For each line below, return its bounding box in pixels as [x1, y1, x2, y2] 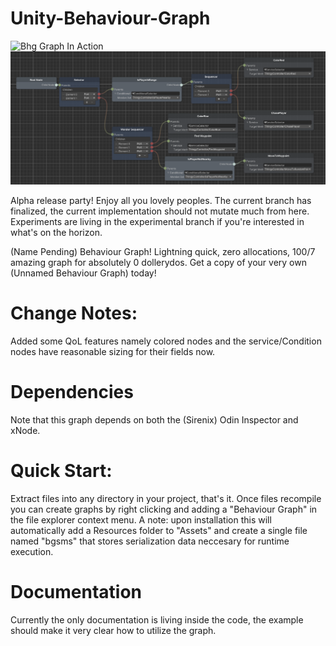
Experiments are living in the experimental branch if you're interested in [10, 216, 305, 228]
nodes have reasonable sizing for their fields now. [10, 345, 216, 357]
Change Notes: [10, 302, 138, 325]
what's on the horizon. [10, 227, 103, 239]
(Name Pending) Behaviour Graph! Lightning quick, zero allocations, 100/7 [10, 246, 316, 258]
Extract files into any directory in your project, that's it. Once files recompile [10, 492, 322, 504]
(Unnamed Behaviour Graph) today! [10, 267, 157, 279]
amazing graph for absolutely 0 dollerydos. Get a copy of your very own [10, 257, 307, 269]
